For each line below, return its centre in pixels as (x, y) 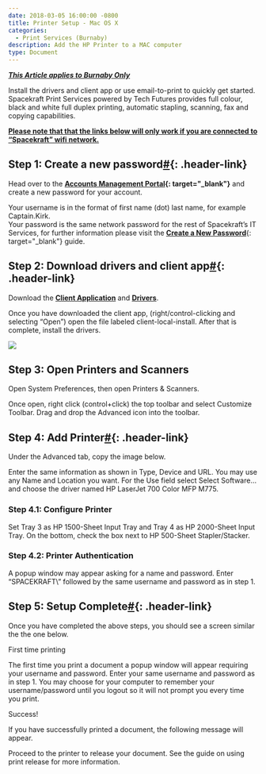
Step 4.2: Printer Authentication (71, 556)
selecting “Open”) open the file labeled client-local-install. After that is (123, 322)
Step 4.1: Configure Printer (60, 510)
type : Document (33, 52)
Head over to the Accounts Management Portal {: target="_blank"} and (127, 183)
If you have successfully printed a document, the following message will (126, 729)
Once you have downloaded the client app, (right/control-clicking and (122, 313)
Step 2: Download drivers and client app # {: (117, 266)
